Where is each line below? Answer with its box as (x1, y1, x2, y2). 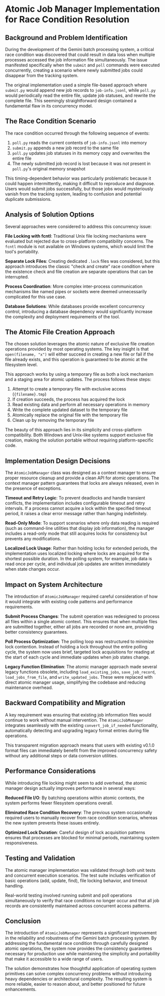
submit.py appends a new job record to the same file (12, 145, 119, 151)
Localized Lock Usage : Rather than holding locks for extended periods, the (5, 545, 158, 551)
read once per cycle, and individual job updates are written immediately (5, 561, 150, 567)
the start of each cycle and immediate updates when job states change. (5, 654, 150, 660)
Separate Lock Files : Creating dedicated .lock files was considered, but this (5, 258, 160, 264)
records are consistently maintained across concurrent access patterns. (5, 903, 151, 909)
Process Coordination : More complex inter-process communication (5, 283, 143, 289)
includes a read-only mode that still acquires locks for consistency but (5, 530, 147, 536)
